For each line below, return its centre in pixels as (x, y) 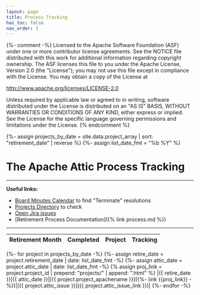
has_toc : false (25, 23)
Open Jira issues (35, 213)
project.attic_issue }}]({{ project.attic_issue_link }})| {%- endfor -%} (108, 285)
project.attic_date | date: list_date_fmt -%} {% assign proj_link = (84, 267)
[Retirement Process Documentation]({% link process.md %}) (90, 219)
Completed (84, 240)
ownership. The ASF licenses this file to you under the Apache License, (94, 64)
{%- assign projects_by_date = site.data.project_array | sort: (80, 137)
